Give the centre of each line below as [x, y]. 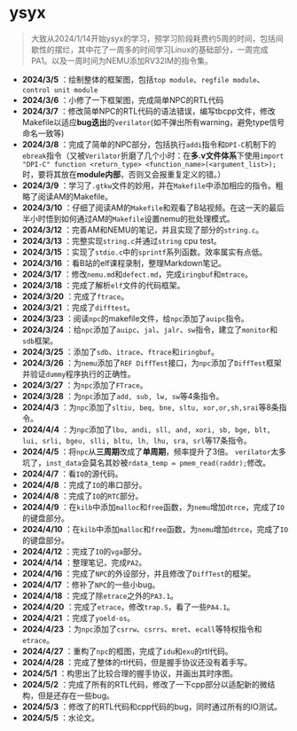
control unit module [60, 90]
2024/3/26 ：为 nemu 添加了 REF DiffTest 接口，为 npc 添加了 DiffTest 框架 [152, 363]
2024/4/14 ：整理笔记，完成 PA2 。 [84, 562]
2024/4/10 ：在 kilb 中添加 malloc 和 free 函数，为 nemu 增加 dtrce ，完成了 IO [155, 529]
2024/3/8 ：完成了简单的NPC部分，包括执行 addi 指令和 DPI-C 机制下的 [149, 144]
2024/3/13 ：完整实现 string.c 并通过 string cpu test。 [121, 240]
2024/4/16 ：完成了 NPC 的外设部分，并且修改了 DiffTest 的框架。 [139, 573]
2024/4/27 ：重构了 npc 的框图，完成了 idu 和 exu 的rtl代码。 [127, 651]
